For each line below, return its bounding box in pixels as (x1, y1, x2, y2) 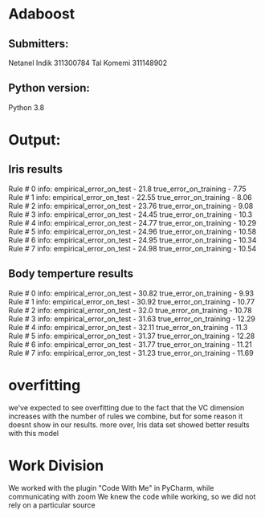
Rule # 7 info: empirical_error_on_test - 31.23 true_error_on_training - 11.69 (8, 348, 255, 357)
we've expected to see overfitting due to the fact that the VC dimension (8, 402, 245, 412)
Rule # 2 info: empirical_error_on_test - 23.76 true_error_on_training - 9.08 (8, 201, 254, 210)
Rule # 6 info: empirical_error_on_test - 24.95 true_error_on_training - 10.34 (8, 235, 257, 245)
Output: (8, 131, 61, 149)
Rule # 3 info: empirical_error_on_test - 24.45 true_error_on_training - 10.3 (8, 210, 253, 219)
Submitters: (8, 37, 69, 51)
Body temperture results (8, 267, 134, 281)
